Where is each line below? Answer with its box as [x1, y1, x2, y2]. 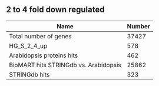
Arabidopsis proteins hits [9, 51, 78, 59]
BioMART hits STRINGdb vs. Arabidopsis [9, 61, 122, 69]
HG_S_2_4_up [9, 41, 48, 49]
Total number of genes [9, 32, 72, 40]
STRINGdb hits [9, 70, 50, 78]
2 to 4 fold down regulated [6, 5, 105, 15]
